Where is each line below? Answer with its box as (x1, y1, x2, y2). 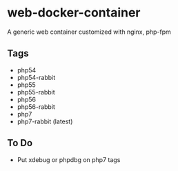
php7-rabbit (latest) (17, 117, 73, 125)
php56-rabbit (17, 102, 55, 111)
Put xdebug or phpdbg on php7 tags (17, 155, 121, 163)
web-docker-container (7, 5, 141, 21)
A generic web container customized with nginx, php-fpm (7, 28, 171, 36)
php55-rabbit (17, 88, 55, 96)
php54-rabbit (17, 73, 56, 81)
